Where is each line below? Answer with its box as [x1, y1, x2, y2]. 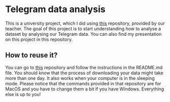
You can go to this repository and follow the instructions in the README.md [5, 64, 163, 70]
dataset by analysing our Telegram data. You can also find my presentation [5, 31, 162, 37]
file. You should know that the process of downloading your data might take [5, 70, 163, 76]
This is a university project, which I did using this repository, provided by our [5, 20, 165, 26]
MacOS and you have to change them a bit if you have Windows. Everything [5, 86, 164, 92]
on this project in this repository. [5, 36, 73, 42]
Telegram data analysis [5, 4, 106, 15]
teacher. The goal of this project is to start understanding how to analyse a [5, 25, 161, 31]
